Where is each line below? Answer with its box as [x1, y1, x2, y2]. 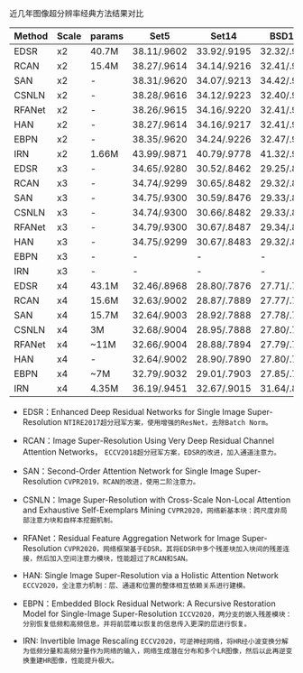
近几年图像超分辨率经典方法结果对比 [9, 8, 144, 18]
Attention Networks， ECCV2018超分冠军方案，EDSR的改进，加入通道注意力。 [22, 447, 281, 457]
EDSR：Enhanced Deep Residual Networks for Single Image [22, 407, 246, 417]
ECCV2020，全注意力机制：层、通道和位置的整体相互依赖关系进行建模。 [22, 581, 250, 590]
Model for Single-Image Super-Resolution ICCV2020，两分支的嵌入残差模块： [22, 608, 293, 619]
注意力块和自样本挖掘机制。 [29, 516, 117, 525]
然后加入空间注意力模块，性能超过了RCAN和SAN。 [35, 554, 192, 563]
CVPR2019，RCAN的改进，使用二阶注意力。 [63, 477, 200, 486]
